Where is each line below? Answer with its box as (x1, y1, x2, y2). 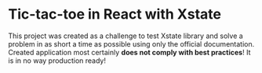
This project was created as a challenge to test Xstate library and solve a (8, 31, 243, 40)
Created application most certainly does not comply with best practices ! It (8, 47, 251, 57)
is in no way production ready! (8, 56, 107, 65)
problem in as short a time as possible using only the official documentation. (8, 39, 255, 48)
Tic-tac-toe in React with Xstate (8, 5, 222, 23)
